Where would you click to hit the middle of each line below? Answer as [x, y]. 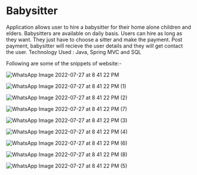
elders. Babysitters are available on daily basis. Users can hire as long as [94, 33]
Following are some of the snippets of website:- [64, 63]
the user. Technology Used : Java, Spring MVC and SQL [74, 52]
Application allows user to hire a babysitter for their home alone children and [98, 27]
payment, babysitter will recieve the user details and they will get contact [95, 46]
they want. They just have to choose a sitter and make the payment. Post [94, 39]
